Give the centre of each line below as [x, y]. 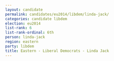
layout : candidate [24, 10]
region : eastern [22, 42]
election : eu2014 [23, 23]
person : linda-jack [25, 37]
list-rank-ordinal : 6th [30, 32]
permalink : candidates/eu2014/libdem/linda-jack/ [57, 14]
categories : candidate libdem [36, 19]
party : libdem [20, 46]
